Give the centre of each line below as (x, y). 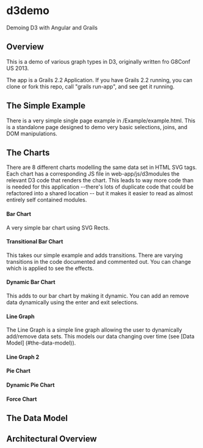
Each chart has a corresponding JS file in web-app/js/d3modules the (93, 174)
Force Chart (22, 399)
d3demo (28, 11)
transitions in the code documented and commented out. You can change (99, 261)
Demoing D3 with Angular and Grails (52, 28)
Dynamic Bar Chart (31, 282)
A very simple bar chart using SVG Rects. (58, 228)
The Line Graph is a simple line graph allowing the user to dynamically (94, 330)
